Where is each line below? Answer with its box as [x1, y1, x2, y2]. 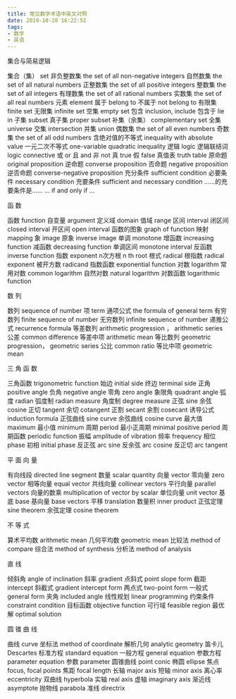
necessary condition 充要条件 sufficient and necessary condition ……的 [15, 178, 222, 186]
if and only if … [51, 186, 95, 194]
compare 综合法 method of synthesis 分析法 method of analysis [7, 545, 192, 553]
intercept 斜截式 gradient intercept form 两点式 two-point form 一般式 [7, 583, 209, 592]
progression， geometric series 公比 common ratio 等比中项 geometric [7, 342, 213, 350]
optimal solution [15, 610, 62, 619]
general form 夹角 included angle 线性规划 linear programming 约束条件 [7, 593, 215, 601]
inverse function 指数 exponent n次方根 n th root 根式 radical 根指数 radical [7, 252, 225, 260]
